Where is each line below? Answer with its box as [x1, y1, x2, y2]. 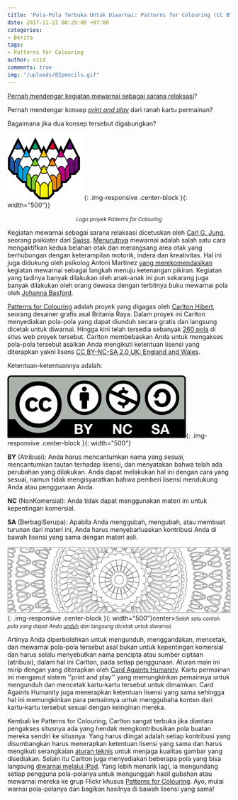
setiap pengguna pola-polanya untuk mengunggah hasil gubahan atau [7, 770, 212, 778]
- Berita [7, 34, 33, 41]
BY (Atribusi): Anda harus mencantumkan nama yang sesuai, [7, 452, 186, 461]
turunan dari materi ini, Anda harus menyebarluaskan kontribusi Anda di [7, 525, 217, 533]
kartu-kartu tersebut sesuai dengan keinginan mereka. [7, 703, 166, 711]
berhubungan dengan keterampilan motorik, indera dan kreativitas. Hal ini [7, 250, 222, 259]
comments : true [7, 64, 52, 71]
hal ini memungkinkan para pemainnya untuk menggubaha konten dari [7, 695, 213, 704]
